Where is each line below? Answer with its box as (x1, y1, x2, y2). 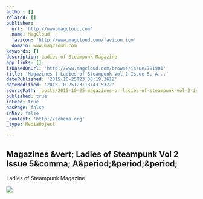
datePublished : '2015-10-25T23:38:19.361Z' (6, 76, 118, 82)
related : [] (6, 15, 36, 21)
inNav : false (6, 110, 39, 116)
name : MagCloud (11, 31, 50, 38)
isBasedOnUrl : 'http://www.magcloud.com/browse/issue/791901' (6, 65, 166, 71)
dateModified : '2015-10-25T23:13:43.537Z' (6, 82, 115, 88)
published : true (6, 93, 47, 99)
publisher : (6, 20, 34, 26)
